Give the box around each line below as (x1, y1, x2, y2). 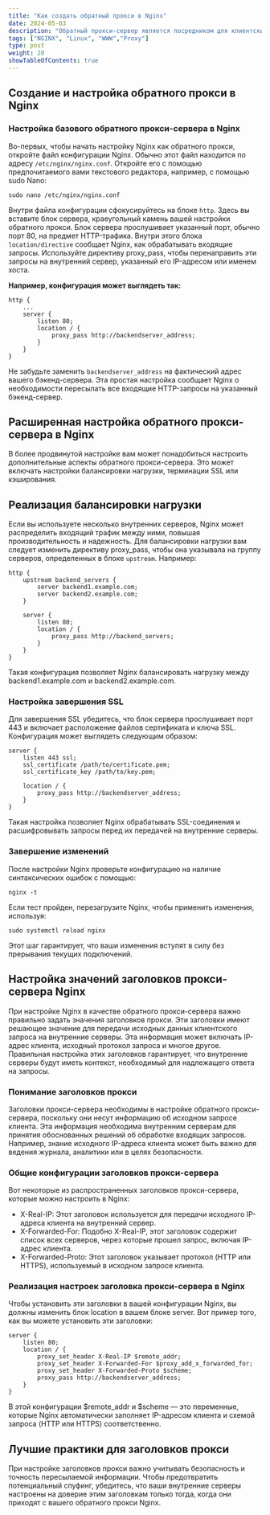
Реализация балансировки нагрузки (8, 497, 202, 511)
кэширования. (8, 475, 58, 485)
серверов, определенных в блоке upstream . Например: (8, 554, 197, 563)
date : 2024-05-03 (8, 19, 67, 27)
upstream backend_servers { (22, 576, 117, 584)
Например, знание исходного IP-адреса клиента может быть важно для (8, 1138, 257, 1148)
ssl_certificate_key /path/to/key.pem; (22, 768, 157, 776)
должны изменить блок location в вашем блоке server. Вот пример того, (8, 1308, 257, 1317)
